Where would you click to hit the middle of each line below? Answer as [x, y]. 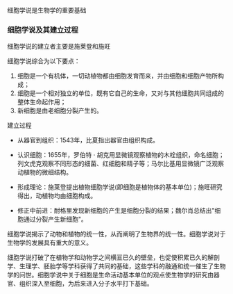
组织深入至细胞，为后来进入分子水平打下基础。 [86, 284]
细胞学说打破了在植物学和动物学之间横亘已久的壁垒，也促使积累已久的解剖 [113, 258]
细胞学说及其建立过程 [43, 30]
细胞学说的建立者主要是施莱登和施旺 [59, 47]
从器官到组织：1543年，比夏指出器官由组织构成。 [88, 140]
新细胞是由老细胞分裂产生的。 [60, 111]
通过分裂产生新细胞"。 [55, 219]
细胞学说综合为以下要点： [44, 61]
